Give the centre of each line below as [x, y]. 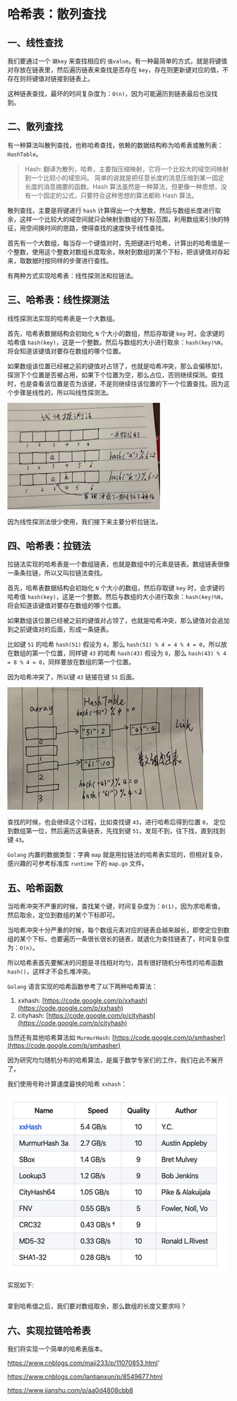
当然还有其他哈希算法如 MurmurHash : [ [61, 1038]
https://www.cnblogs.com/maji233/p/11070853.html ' [84, 1363]
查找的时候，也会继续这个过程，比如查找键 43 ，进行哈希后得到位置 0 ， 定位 [117, 822]
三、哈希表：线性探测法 [58, 300]
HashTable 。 [25, 154]
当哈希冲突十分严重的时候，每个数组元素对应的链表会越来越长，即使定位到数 [119, 930]
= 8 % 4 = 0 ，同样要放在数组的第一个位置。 [71, 662]
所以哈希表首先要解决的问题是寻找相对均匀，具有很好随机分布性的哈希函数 [115, 963]
